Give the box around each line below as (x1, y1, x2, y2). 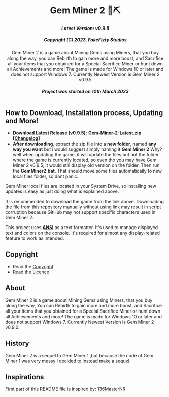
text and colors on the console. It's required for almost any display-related (5, 230, 160, 236)
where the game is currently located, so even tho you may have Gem (12, 157, 157, 163)
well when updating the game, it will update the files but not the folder (12, 152, 159, 158)
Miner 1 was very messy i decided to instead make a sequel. (5, 358, 131, 364)
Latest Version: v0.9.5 (61, 25, 110, 31)
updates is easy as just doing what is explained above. (5, 188, 119, 194)
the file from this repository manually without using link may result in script (5, 204, 161, 210)
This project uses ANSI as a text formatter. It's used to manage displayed (5, 224, 158, 231)
